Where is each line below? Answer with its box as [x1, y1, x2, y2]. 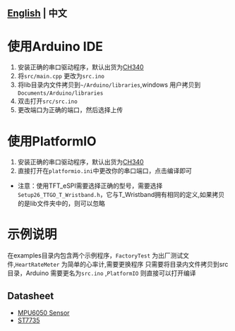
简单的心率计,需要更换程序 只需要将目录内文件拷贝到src [67, 260, 229, 269]
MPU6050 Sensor [17, 308, 70, 317]
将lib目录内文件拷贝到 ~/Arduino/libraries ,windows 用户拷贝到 [17, 80, 201, 89]
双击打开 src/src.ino [17, 97, 78, 105]
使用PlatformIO [7, 133, 97, 149]
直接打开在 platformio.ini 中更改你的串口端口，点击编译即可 [17, 167, 193, 175]
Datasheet [7, 289, 54, 302]
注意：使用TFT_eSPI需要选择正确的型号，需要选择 [17, 181, 163, 190]
